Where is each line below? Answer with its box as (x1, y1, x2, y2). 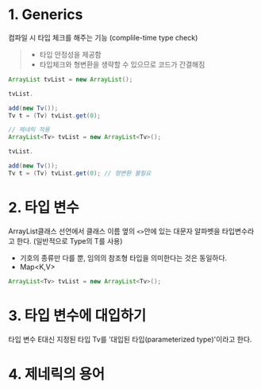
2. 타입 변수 (8, 198, 79, 216)
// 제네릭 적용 (8, 125, 50, 134)
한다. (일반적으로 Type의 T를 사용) (16, 236, 123, 245)
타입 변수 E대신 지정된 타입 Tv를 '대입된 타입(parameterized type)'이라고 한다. (8, 334, 252, 344)
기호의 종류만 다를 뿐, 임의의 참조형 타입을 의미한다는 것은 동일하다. (19, 252, 228, 263)
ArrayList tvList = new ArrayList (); (8, 75, 133, 83)
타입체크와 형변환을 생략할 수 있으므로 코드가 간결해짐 (39, 60, 205, 69)
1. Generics (8, 6, 83, 24)
